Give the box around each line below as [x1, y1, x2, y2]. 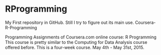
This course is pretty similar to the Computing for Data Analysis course [5, 39, 147, 45]
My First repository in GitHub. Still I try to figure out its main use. [5, 19, 134, 25]
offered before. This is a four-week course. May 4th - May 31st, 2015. [5, 44, 145, 50]
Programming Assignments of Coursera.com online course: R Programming [5, 34, 157, 40]
